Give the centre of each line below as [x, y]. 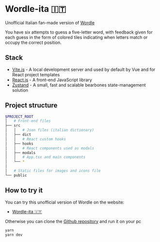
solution [20, 90]
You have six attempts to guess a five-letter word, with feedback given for [79, 32]
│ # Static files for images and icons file [53, 171]
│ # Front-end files [28, 121]
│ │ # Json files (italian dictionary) [50, 130]
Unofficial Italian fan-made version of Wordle [50, 22]
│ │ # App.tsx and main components [45, 157]
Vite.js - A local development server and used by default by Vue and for [84, 69]
